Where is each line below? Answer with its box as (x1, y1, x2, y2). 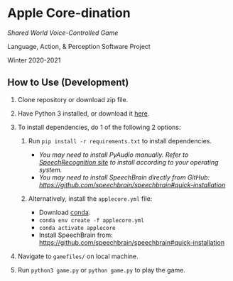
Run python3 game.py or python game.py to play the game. (17, 265, 186, 274)
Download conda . (38, 208, 91, 216)
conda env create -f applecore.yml (38, 216, 144, 224)
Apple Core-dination (7, 5, 131, 21)
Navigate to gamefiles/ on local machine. (17, 252, 139, 260)
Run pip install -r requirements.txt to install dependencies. (28, 136, 212, 145)
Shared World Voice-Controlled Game (7, 28, 119, 37)
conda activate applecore (38, 224, 116, 231)
